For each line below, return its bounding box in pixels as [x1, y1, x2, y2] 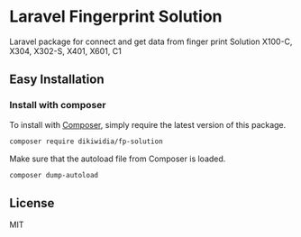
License [9, 196, 55, 211]
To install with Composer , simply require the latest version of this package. [9, 119, 287, 130]
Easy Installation [9, 72, 105, 87]
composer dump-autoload [9, 170, 99, 179]
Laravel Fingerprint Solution [9, 6, 223, 27]
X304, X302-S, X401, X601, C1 [9, 45, 122, 56]
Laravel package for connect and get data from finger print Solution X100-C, [9, 36, 293, 47]
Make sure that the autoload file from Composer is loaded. [9, 153, 226, 164]
